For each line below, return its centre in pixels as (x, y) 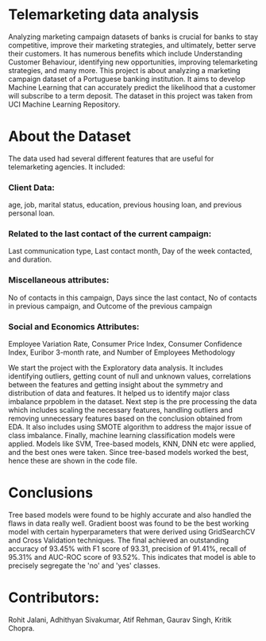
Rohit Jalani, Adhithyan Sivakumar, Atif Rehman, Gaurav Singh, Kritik (120, 620)
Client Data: (32, 187)
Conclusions (51, 493)
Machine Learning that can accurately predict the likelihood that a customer (132, 87)
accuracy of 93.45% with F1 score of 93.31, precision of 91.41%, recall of (127, 549)
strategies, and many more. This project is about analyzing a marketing (124, 70)
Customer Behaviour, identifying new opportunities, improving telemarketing (133, 62)
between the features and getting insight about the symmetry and (116, 385)
